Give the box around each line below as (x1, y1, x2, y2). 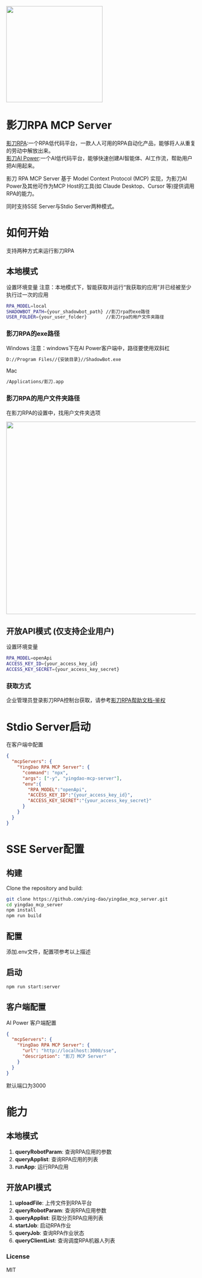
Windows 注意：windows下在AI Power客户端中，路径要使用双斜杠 (6, 344, 170, 351)
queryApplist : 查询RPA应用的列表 (14, 1155, 99, 1162)
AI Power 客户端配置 (6, 1019, 57, 1026)
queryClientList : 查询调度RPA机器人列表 (14, 1237, 115, 1244)
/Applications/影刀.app (6, 379, 64, 385)
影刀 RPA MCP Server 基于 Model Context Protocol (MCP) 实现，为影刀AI (6, 174, 188, 182)
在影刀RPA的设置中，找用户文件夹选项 (6, 409, 101, 416)
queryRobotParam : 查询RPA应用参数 (14, 1207, 107, 1214)
